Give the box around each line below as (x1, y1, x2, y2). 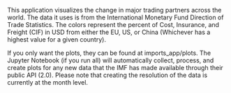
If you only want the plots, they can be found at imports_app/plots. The (7, 49, 211, 57)
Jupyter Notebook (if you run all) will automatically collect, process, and (7, 56, 214, 65)
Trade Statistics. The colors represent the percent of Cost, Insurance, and (7, 21, 220, 28)
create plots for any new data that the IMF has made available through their (7, 64, 223, 71)
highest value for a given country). (7, 35, 107, 44)
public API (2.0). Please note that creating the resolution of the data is (7, 71, 208, 79)
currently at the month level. (7, 78, 89, 86)
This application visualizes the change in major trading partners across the (7, 6, 222, 14)
